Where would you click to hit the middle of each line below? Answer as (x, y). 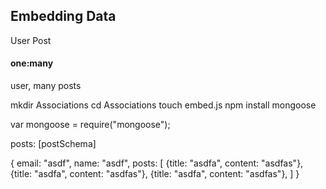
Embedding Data (63, 16)
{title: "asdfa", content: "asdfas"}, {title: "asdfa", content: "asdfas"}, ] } (155, 174)
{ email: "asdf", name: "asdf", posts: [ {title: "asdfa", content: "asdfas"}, (157, 163)
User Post (31, 40)
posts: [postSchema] (53, 144)
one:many (32, 63)
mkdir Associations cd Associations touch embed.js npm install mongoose (163, 105)
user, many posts (46, 86)
